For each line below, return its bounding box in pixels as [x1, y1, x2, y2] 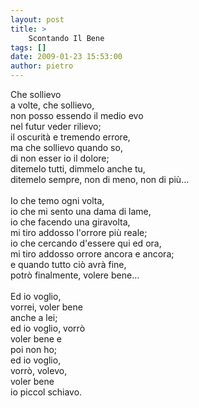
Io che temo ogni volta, [10, 195, 105, 206]
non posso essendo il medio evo [10, 110, 144, 121]
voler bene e [10, 333, 63, 345]
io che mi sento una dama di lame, [10, 206, 152, 217]
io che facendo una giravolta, [10, 216, 131, 228]
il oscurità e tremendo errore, [10, 131, 131, 143]
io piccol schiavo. [10, 386, 83, 398]
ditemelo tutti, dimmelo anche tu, [10, 163, 146, 175]
